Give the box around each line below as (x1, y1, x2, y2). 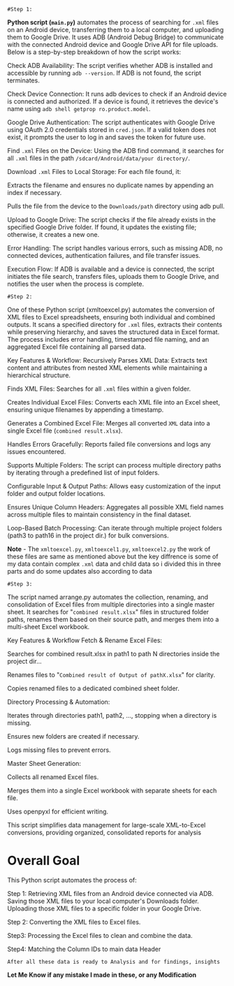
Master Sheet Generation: (7, 760, 82, 767)
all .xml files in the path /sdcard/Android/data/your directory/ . (7, 154, 191, 162)
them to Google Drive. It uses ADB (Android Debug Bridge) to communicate (7, 33, 224, 41)
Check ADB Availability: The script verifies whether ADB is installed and (7, 61, 213, 69)
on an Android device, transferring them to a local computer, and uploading (7, 26, 224, 34)
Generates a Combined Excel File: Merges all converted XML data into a (7, 419, 211, 427)
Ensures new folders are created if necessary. (7, 732, 140, 740)
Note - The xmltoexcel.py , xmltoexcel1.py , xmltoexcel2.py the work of (7, 545, 211, 553)
